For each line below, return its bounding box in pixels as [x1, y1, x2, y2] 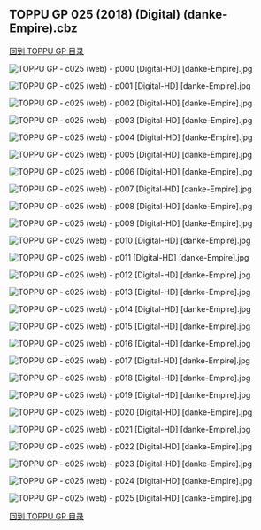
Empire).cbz [9, 21, 78, 36]
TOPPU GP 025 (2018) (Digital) [9, 7, 181, 22]
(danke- [182, 7, 228, 22]
